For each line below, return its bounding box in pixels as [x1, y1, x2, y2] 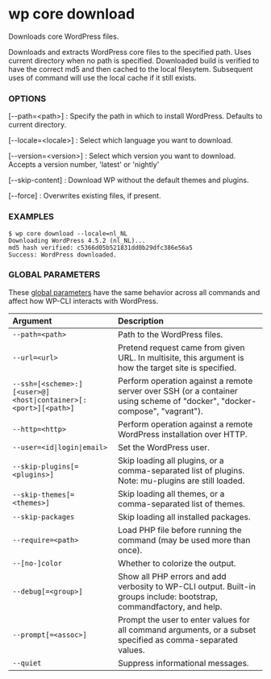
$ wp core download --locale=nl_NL [8, 229, 128, 238]
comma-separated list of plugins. [118, 464, 245, 476]
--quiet [12, 658, 42, 668]
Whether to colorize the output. [118, 557, 236, 569]
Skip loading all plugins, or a [118, 455, 224, 466]
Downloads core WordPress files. [8, 31, 119, 41]
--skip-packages [12, 512, 75, 521]
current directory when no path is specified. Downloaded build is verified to [8, 56, 260, 65]
